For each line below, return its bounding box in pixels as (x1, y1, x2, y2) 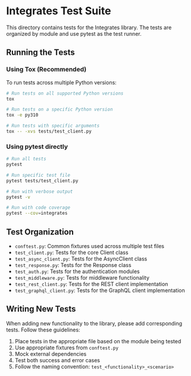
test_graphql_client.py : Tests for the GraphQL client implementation (14, 287, 186, 294)
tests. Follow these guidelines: (6, 326, 80, 333)
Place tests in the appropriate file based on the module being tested (14, 337, 181, 344)
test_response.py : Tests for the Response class (14, 261, 132, 268)
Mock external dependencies (14, 350, 87, 358)
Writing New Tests (6, 304, 76, 314)
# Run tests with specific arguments (6, 123, 100, 129)
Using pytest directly (6, 142, 68, 151)
